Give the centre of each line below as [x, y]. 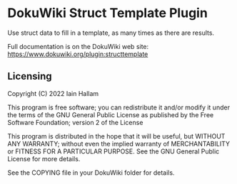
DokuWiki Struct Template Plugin [108, 13]
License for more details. [44, 158]
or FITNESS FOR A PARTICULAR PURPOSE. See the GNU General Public [114, 151]
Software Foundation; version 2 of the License [75, 122]
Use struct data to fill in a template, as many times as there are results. [111, 33]
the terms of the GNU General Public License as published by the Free [111, 114]
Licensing [30, 76]
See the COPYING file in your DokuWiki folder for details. [91, 173]
